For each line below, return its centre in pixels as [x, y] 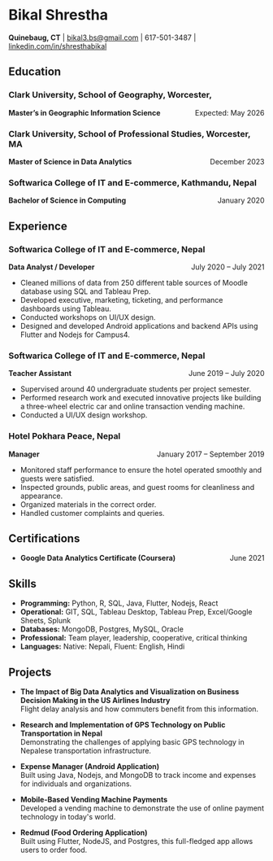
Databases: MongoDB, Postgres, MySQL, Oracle [102, 629]
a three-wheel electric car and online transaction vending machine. [132, 406]
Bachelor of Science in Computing [67, 200]
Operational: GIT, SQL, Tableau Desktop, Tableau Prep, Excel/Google [136, 612]
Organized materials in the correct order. [88, 504]
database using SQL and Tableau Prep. [85, 291]
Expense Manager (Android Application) [90, 766]
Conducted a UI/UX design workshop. [84, 415]
